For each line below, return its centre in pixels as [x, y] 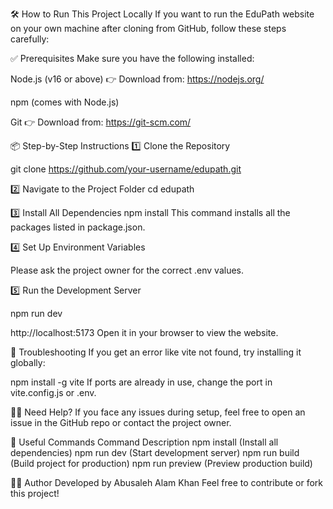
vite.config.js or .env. [53, 392]
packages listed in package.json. [78, 227]
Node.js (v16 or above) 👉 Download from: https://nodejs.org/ [137, 79]
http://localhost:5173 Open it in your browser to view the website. [144, 332]
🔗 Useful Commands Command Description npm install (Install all [144, 442]
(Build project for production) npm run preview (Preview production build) [161, 463]
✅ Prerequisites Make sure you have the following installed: [132, 58]
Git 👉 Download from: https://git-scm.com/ [101, 122]
